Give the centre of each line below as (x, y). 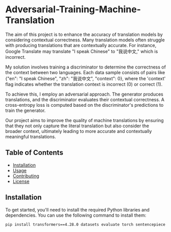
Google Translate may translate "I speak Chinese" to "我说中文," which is (82, 51)
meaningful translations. (31, 136)
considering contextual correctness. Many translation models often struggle (85, 40)
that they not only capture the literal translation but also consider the (77, 126)
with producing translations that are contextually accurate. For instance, (81, 45)
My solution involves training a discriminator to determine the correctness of (86, 67)
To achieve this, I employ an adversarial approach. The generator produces (84, 94)
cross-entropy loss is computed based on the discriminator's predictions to (84, 105)
